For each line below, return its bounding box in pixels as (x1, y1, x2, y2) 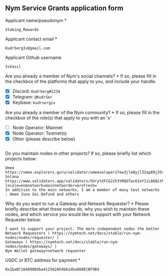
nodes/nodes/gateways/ (5, 244, 52, 249)
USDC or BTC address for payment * (5, 257, 81, 263)
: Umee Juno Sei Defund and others (5, 192, 79, 197)
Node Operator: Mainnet (12, 125, 63, 130)
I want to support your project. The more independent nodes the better (5, 226, 160, 232)
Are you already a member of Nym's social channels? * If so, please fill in (5, 73, 156, 79)
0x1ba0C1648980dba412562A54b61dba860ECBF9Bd (5, 267, 99, 272)
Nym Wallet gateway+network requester (5, 248, 86, 253)
